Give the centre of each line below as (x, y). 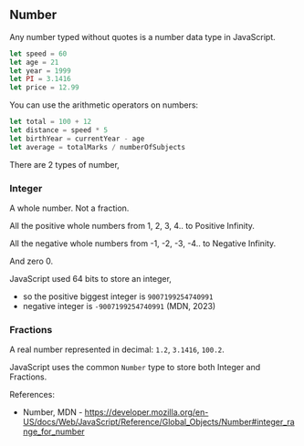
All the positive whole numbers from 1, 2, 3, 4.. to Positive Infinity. (132, 225)
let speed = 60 (38, 54)
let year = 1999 (40, 71)
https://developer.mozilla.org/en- (147, 412)
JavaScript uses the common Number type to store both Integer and (135, 368)
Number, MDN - (52, 412)
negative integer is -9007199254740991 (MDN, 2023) (119, 306)
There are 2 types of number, (65, 164)
